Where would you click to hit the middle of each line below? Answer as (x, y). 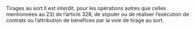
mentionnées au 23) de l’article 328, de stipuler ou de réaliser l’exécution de (97, 14)
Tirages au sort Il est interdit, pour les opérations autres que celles (86, 8)
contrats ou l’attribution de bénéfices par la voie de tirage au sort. (85, 20)
